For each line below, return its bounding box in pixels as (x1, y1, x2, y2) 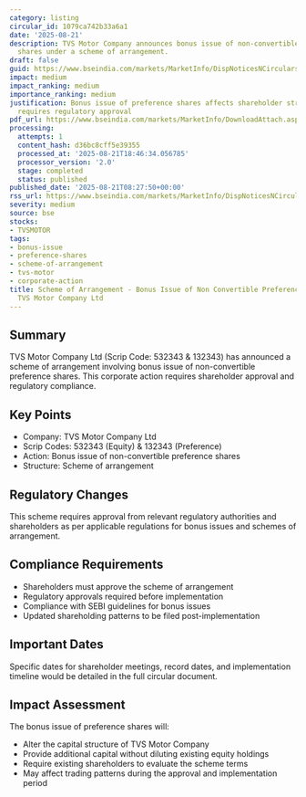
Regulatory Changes (9, 487, 129, 502)
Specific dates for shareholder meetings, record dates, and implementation (9, 661, 291, 672)
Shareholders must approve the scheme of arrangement (22, 581, 234, 592)
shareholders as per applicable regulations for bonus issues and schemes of (9, 520, 297, 531)
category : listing (9, 13, 79, 23)
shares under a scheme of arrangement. (17, 47, 169, 57)
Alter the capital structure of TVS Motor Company (22, 739, 209, 750)
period (22, 778, 48, 789)
